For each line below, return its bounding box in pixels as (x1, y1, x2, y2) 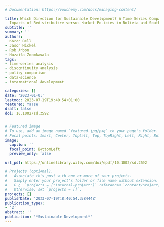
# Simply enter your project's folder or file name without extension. (5, 178, 159, 183)
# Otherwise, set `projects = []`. (5, 187, 82, 192)
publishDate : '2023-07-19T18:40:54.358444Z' (5, 196, 97, 201)
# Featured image (5, 124, 41, 129)
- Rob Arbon (5, 47, 29, 53)
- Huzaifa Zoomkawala (5, 52, 49, 57)
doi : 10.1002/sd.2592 (5, 111, 49, 116)
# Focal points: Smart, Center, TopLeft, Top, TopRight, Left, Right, (5, 133, 152, 138)
